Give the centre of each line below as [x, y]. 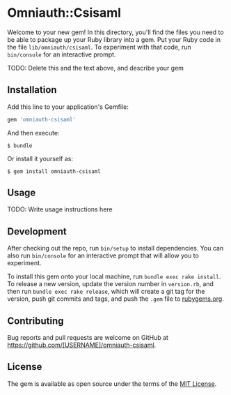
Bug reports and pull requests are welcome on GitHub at [88, 338]
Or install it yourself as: [40, 158]
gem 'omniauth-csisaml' [42, 119]
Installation [32, 90]
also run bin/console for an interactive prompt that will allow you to [103, 255]
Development [37, 231]
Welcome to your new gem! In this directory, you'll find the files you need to [115, 32]
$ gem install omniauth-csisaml [54, 171]
